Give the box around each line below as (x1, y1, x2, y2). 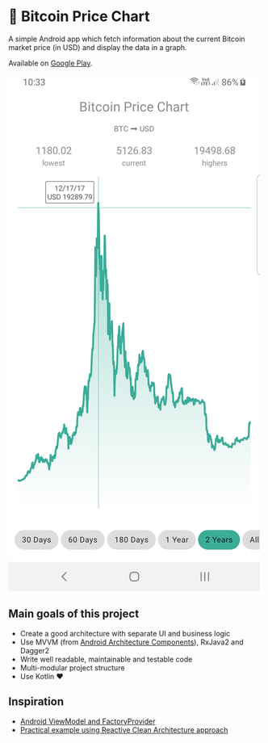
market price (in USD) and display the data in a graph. (8, 42, 187, 52)
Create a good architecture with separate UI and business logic (19, 628, 231, 638)
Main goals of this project (8, 607, 140, 621)
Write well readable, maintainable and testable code (19, 654, 193, 664)
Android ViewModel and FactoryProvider (19, 716, 156, 726)
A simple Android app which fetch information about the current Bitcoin (8, 34, 245, 44)
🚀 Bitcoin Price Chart (8, 7, 151, 26)
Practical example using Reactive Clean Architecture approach (19, 724, 228, 734)
